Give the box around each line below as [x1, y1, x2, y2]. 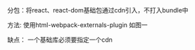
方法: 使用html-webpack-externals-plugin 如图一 [7, 21, 148, 29]
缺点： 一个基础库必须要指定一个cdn [7, 35, 113, 44]
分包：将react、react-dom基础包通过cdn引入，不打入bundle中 [7, 6, 189, 14]
